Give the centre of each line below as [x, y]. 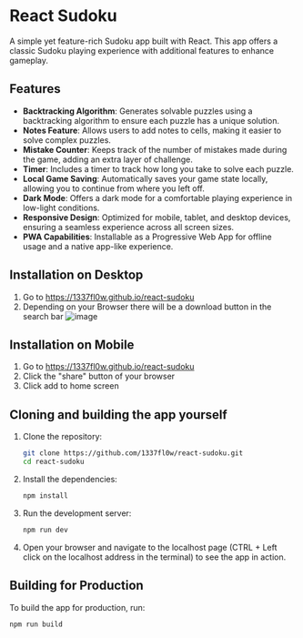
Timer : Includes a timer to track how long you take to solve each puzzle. [158, 168]
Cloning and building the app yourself [118, 415]
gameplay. [29, 60]
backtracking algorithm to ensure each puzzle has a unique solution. [151, 120]
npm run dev [45, 530]
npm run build [36, 624]
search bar [43, 316]
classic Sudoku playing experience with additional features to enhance [142, 50]
